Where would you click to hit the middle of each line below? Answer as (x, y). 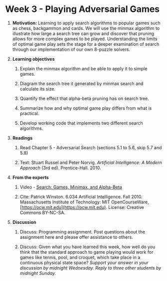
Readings (22, 138)
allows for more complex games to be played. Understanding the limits (85, 39)
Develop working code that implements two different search (81, 123)
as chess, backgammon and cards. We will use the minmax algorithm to (86, 28)
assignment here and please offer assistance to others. (76, 237)
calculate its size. (38, 89)
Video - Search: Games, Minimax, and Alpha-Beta (71, 187)
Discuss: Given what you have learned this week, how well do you (87, 247)
